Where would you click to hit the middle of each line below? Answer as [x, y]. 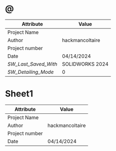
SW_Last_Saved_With [32, 64]
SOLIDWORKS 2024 [85, 64]
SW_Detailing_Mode [31, 72]
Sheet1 [19, 94]
